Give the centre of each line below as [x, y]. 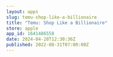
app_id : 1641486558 [30, 34]
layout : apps [22, 12]
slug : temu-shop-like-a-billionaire [51, 17]
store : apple [22, 28]
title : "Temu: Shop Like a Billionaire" [57, 23]
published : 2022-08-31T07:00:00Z [48, 45]
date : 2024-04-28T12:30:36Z [41, 39]
